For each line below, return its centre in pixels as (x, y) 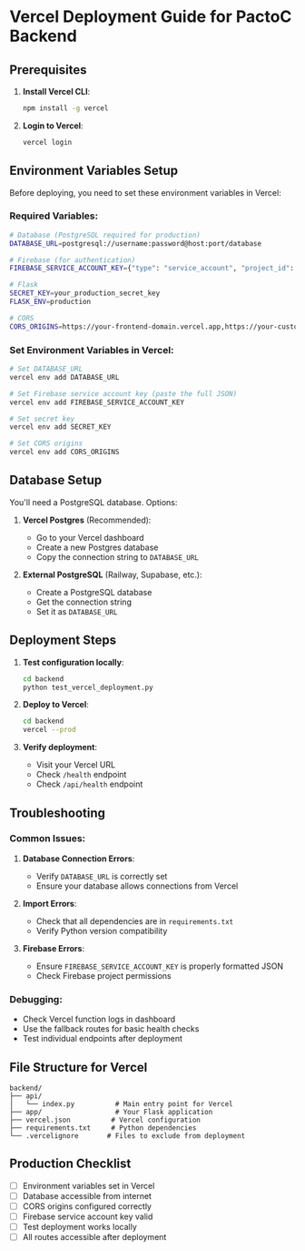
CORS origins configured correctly (87, 1206)
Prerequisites (48, 70)
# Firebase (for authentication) (73, 260)
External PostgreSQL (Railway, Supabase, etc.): (112, 575)
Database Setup (56, 480)
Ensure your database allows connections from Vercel (137, 886)
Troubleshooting (58, 813)
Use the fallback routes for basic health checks (111, 1029)
